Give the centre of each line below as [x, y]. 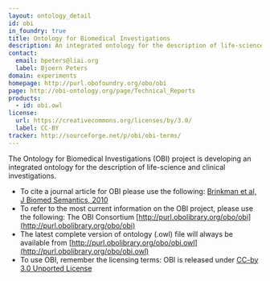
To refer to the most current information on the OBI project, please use [137, 208]
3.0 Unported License [56, 268]
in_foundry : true [37, 31]
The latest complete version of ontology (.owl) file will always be [127, 233]
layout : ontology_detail [50, 16]
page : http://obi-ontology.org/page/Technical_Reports [102, 91]
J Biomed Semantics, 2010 [64, 200]
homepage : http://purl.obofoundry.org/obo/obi [88, 83]
